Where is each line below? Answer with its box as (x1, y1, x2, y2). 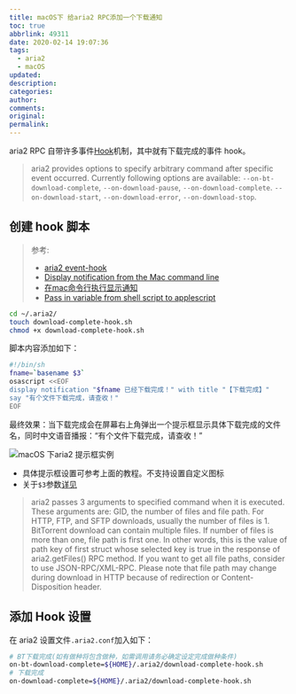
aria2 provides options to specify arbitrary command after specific (30, 163, 274, 174)
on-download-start (30, 193, 99, 202)
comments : (9, 104, 46, 113)
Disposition (30, 581, 73, 592)
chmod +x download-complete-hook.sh (9, 325, 144, 335)
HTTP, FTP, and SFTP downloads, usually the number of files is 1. (30, 515, 270, 526)
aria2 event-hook (43, 262, 108, 273)
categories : (9, 87, 53, 96)
